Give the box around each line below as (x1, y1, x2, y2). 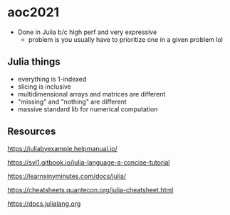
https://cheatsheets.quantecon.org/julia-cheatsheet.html (7, 185, 174, 194)
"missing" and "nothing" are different (17, 97, 127, 106)
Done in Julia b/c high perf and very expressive (17, 28, 157, 36)
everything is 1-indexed (17, 75, 87, 83)
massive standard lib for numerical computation (17, 104, 158, 114)
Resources (7, 126, 56, 138)
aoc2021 (7, 4, 60, 21)
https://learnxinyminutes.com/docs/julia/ (7, 172, 127, 180)
